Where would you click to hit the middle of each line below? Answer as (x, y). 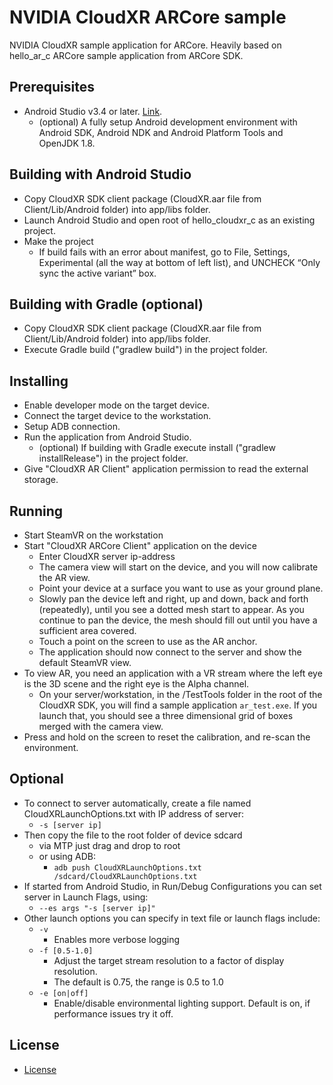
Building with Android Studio (100, 174)
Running (36, 511)
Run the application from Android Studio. (107, 437)
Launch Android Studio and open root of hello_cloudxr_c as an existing (169, 220)
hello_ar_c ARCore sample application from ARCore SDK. (126, 55)
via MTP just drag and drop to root (109, 845)
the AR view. (64, 577)
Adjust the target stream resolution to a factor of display (169, 960)
